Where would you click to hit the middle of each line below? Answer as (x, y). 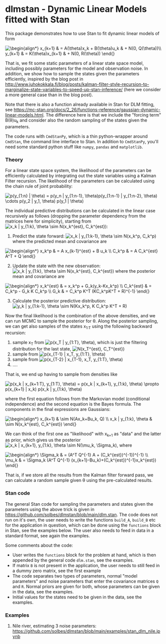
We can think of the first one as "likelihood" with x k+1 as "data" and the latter (83, 434)
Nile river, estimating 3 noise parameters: (54, 626)
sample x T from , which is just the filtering (80, 343)
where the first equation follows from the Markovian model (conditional (78, 399)
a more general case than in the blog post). (49, 95)
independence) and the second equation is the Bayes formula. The (73, 404)
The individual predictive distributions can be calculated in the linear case (80, 211)
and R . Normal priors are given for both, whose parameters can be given (86, 586)
